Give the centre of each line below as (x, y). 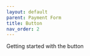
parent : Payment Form (34, 18)
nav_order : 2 (23, 29)
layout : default (27, 12)
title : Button (24, 23)
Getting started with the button (45, 46)
